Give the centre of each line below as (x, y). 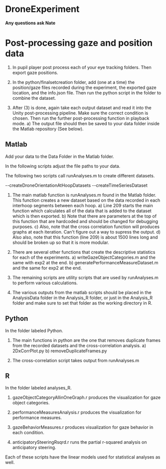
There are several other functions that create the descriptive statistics (84, 252)
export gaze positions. (35, 73)
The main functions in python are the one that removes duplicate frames (86, 340)
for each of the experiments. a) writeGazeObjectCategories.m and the (84, 257)
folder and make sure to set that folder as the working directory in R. (82, 303)
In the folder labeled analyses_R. (39, 388)
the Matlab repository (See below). (48, 129)
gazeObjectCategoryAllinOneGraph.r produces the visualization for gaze (86, 397)
